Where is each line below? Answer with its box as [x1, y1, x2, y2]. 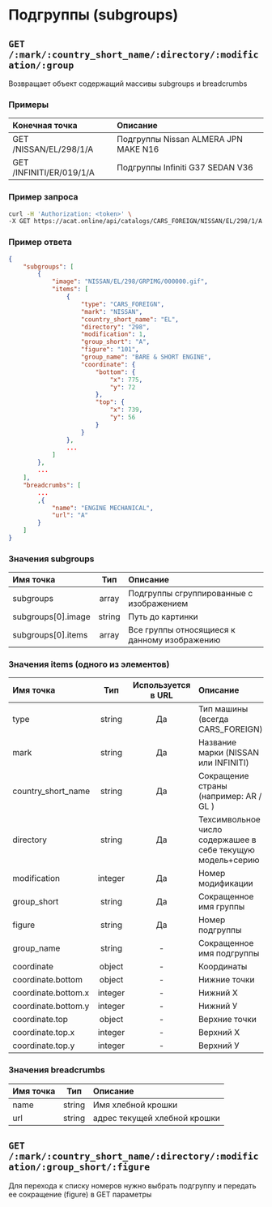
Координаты [198, 961, 248, 973]
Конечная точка [12, 120, 78, 131]
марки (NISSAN [198, 747, 260, 758]
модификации [198, 878, 253, 889]
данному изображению [128, 634, 221, 646]
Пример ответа [8, 237, 73, 248]
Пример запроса [8, 191, 79, 203]
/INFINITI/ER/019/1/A [12, 167, 95, 178]
